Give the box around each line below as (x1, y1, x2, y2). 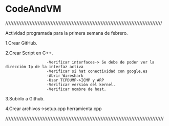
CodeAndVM (5, 3, 61, 15)
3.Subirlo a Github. (5, 95, 45, 101)
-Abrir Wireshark (46, 73, 83, 78)
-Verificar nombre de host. (46, 87, 107, 92)
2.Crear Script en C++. (5, 50, 53, 56)
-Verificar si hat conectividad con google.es (46, 69, 147, 74)
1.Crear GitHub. (5, 39, 37, 46)
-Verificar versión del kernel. (46, 82, 116, 87)
